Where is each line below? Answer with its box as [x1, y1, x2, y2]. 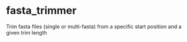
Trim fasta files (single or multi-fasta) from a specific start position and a [6, 23, 182, 30]
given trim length [6, 29, 47, 36]
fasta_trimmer [6, 4, 77, 17]
